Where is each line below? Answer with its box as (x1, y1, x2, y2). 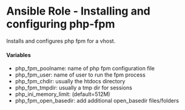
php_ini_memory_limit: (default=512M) (15, 91, 110, 98)
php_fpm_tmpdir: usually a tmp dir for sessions (15, 84, 132, 92)
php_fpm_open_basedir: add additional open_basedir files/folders (15, 97, 179, 105)
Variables (6, 51, 32, 58)
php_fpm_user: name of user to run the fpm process (15, 71, 146, 78)
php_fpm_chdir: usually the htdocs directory (15, 78, 126, 85)
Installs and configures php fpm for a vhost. (6, 37, 116, 44)
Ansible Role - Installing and (6, 4, 150, 18)
